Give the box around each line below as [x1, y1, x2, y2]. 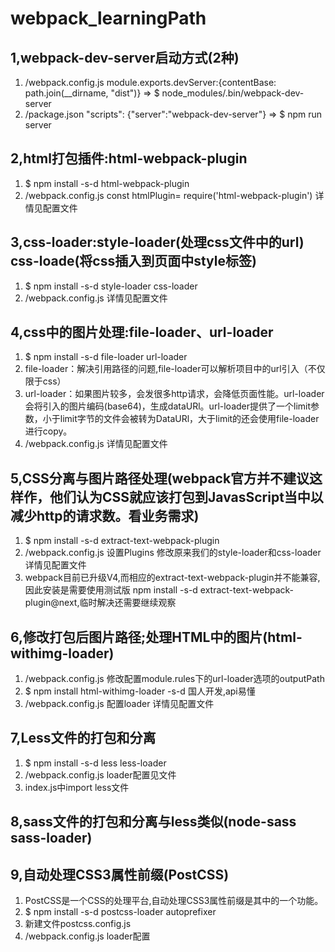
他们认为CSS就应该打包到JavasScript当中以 [49, 488, 324, 506]
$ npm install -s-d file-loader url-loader [24, 351, 188, 363]
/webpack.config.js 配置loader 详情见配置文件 [24, 698, 215, 710]
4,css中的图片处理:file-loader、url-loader [10, 324, 274, 341]
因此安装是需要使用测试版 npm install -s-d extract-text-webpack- [24, 584, 295, 596]
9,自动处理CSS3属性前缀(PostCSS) [10, 866, 230, 883]
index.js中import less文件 [24, 781, 130, 793]
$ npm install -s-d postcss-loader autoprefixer [24, 906, 217, 918]
